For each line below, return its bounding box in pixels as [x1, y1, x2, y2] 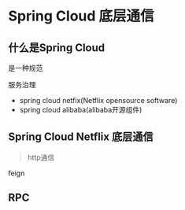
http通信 [27, 153, 55, 162]
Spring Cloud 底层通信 [8, 7, 155, 25]
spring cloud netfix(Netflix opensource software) [19, 96, 178, 105]
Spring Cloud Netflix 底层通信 [8, 131, 154, 144]
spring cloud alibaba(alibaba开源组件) [19, 105, 142, 114]
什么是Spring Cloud [8, 41, 105, 54]
